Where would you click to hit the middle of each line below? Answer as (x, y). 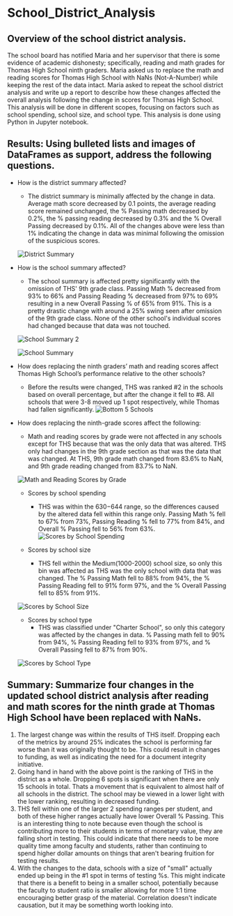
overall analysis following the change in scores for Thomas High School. (111, 100)
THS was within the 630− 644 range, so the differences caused (128, 506)
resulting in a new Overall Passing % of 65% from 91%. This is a (120, 303)
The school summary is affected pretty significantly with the (114, 281)
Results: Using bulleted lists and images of (102, 144)
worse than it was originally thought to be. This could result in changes (119, 749)
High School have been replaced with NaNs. (104, 718)
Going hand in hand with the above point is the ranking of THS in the (115, 772)
